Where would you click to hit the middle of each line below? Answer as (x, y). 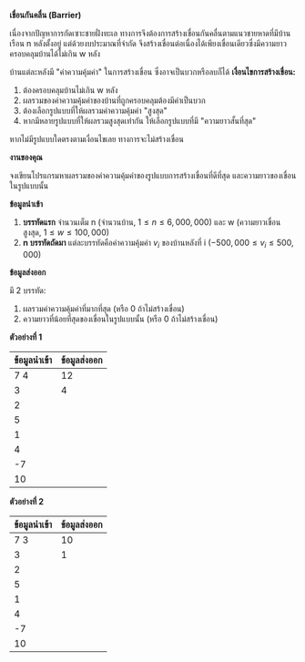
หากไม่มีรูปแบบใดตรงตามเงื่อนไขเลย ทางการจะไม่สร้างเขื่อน (97, 139)
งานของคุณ (26, 157)
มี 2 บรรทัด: (28, 290)
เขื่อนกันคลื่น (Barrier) (46, 15)
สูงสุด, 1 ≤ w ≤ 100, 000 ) (66, 232)
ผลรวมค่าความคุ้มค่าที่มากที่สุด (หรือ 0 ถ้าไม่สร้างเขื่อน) (103, 308)
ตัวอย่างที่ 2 (26, 501)
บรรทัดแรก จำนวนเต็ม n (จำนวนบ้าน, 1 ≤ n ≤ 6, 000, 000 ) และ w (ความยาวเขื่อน (152, 222)
